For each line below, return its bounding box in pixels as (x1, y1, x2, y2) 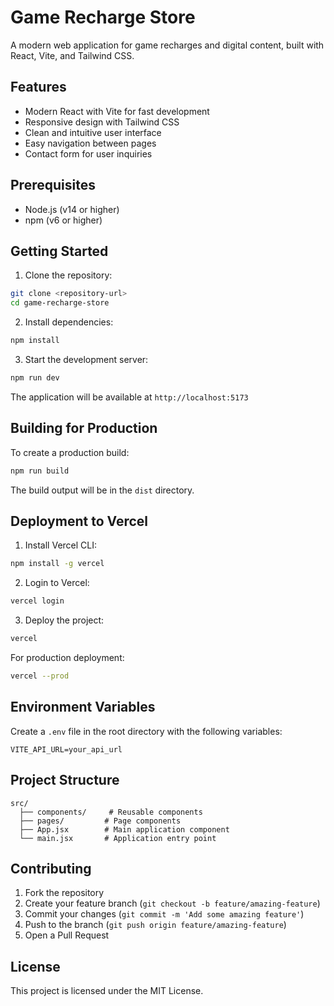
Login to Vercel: (24, 577, 90, 589)
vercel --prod (10, 671, 70, 681)
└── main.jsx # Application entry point (19, 833, 217, 843)
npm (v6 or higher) (24, 214, 103, 226)
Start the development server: (24, 354, 149, 365)
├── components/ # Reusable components (19, 807, 203, 817)
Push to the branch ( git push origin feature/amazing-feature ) (24, 919, 287, 931)
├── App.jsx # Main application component (19, 824, 230, 835)
